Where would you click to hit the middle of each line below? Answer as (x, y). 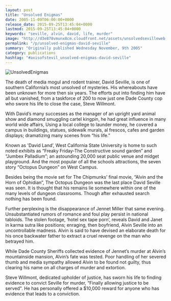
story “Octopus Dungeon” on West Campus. (52, 167)
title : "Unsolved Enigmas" (34, 15)
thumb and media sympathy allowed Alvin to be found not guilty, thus (78, 262)
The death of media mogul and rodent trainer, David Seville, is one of (78, 82)
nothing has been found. (31, 199)
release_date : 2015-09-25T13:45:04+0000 (49, 24)
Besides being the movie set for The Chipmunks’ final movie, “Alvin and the (84, 177)
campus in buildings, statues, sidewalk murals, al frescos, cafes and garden (85, 130)
